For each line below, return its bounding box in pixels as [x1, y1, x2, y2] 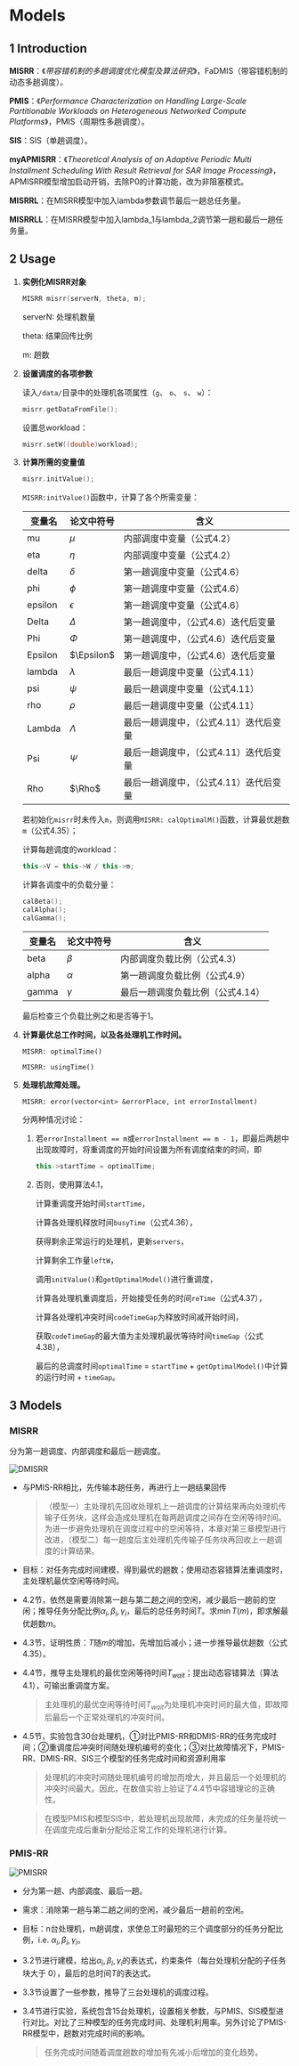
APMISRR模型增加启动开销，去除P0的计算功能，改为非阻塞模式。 [9, 176, 249, 187]
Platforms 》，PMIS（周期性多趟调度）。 [9, 117, 149, 126]
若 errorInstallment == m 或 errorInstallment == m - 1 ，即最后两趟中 [35, 1133, 289, 1143]
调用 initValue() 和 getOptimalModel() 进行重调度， [35, 1273, 218, 1284]
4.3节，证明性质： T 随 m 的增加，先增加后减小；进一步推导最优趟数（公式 [21, 1638, 288, 1648]
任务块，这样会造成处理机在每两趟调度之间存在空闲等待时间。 [60, 1512, 287, 1523]
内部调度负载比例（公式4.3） [119, 952, 242, 964]
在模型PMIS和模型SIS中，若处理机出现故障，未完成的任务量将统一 [44, 1813, 287, 1824]
